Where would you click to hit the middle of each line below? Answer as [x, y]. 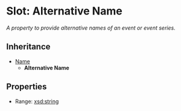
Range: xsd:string [37, 101]
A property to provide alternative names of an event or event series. [91, 28]
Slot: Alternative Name [64, 11]
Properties [27, 87]
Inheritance [28, 47]
